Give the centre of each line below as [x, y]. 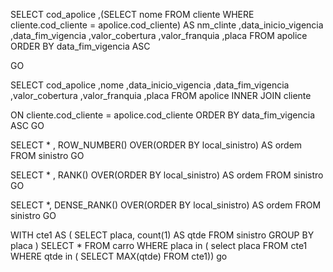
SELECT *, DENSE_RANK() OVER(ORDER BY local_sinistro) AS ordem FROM [166, 205]
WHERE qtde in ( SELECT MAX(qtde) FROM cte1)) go [119, 256]
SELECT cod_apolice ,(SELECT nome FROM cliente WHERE [132, 14]
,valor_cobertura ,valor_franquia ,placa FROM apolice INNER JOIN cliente [161, 95]
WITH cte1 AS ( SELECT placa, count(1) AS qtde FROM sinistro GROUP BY [162, 235]
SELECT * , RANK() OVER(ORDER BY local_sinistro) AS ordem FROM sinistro [167, 175]
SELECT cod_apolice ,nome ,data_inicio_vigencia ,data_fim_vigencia [150, 85]
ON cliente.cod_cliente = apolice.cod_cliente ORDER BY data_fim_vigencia [163, 115]
